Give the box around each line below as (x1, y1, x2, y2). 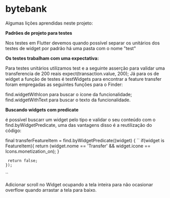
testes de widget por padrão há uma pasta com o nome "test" (5, 45, 136, 51)
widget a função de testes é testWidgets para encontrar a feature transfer (5, 76, 162, 82)
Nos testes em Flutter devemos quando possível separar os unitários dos (5, 39, 160, 46)
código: (5, 127, 22, 134)
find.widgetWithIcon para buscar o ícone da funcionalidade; (5, 91, 133, 97)
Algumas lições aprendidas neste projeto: (5, 20, 93, 26)
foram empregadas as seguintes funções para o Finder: (5, 81, 123, 87)
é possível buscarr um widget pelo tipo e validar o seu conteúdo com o (5, 116, 156, 123)
